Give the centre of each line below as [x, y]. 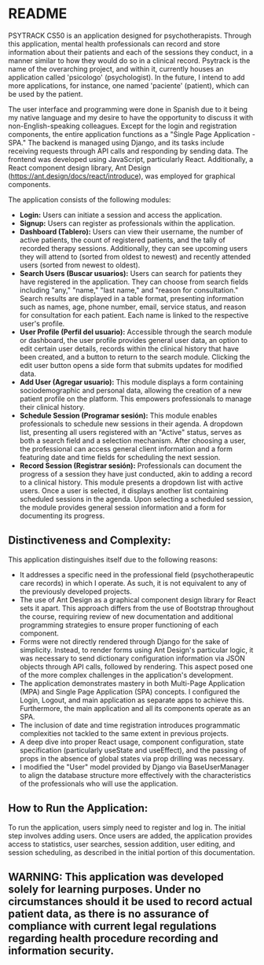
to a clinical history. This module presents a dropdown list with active [131, 482]
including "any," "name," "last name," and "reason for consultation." [129, 290]
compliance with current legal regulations [113, 926]
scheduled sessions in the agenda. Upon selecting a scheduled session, [136, 499]
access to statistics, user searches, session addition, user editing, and [122, 844]
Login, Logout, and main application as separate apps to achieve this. [132, 700]
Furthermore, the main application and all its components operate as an [135, 708]
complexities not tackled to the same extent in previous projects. [124, 733]
